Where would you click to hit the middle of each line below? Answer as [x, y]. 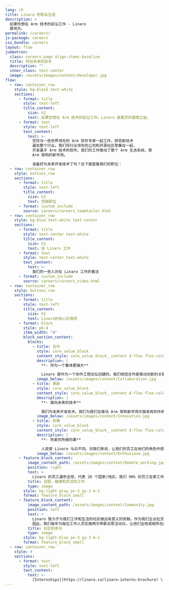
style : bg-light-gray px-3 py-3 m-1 [62, 491]
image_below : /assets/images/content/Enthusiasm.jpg [93, 454]
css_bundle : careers [27, 43]
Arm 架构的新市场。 [50, 155]
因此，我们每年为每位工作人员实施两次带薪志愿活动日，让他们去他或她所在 [98, 524]
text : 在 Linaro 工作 [49, 248]
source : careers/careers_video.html [62, 281]
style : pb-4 [36, 328]
